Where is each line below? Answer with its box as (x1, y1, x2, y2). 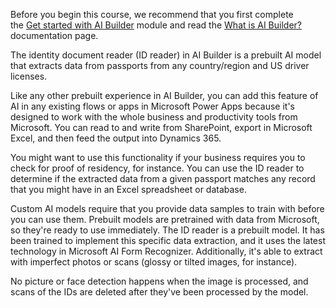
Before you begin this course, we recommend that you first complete (10, 9, 294, 20)
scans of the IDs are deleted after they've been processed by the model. (10, 286, 309, 298)
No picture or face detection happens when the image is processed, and (10, 275, 309, 287)
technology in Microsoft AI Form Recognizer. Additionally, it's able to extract (10, 245, 323, 257)
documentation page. (10, 30, 99, 41)
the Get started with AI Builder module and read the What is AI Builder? (10, 19, 302, 31)
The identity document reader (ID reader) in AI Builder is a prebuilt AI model (10, 49, 322, 61)
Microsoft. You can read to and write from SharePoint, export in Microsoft (10, 122, 313, 133)
